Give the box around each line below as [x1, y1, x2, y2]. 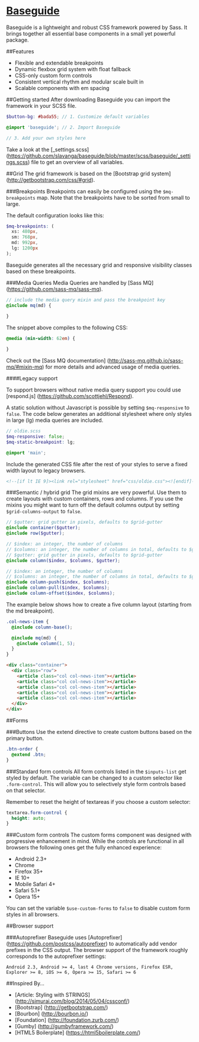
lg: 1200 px [11, 245, 38, 251]
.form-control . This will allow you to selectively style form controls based [6, 780, 186, 787]
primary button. [6, 735, 44, 742]
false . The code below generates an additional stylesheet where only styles [6, 411, 192, 418]
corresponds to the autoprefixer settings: [6, 953, 107, 960]
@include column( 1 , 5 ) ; [17, 640, 76, 646]
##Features [6, 47, 34, 54]
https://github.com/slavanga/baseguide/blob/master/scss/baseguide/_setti [8, 152, 191, 159]
